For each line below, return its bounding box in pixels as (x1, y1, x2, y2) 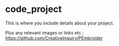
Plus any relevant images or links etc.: (5, 29, 84, 35)
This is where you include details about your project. (5, 20, 114, 26)
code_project (5, 3, 62, 15)
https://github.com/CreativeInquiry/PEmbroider (5, 35, 103, 41)
